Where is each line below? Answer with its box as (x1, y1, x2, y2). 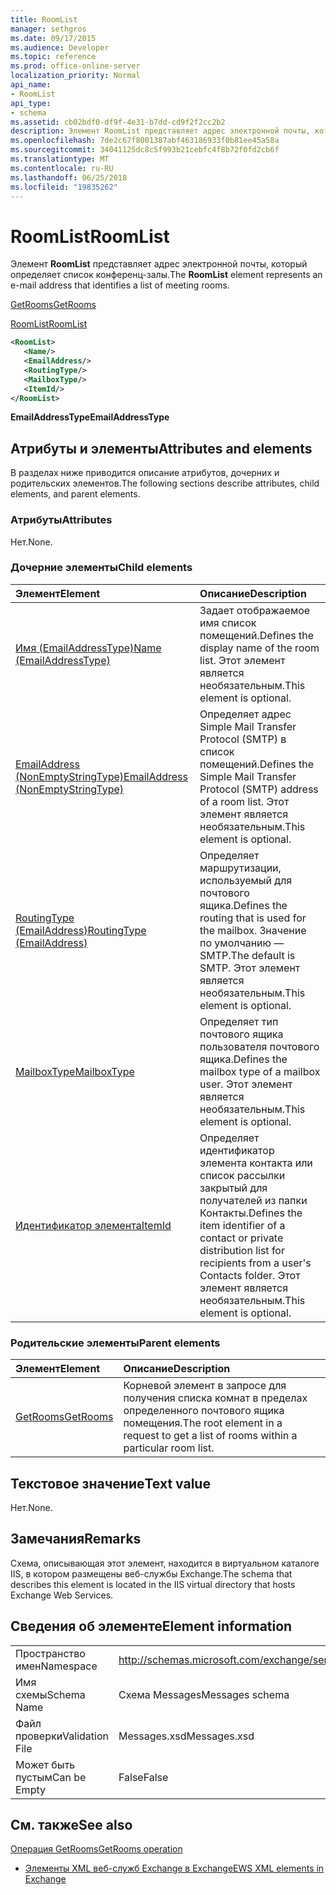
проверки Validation (15, 1729, 109, 1743)
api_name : (10, 80, 52, 90)
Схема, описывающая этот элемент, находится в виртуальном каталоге (10, 1557, 320, 1569)
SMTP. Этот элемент (199, 961, 301, 975)
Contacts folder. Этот (199, 1268, 301, 1282)
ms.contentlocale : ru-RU (10, 163, 114, 173)
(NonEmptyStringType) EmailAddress (15, 769, 189, 783)
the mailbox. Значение (199, 923, 307, 937)
